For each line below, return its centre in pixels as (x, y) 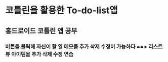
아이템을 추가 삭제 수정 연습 (42, 54)
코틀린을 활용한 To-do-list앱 (61, 10)
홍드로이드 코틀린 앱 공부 (41, 31)
